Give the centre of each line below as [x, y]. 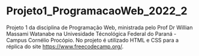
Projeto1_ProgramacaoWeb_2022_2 [97, 11]
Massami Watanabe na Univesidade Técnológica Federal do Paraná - [91, 33]
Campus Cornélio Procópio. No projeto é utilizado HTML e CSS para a [92, 40]
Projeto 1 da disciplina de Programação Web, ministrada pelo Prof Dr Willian [99, 27]
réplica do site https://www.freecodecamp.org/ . [65, 46]
